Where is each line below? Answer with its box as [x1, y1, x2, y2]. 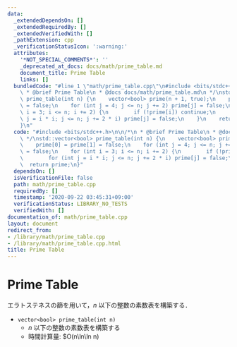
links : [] [20, 75, 49, 83]
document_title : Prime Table [20, 69, 106, 76]
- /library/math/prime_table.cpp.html [7, 240, 121, 247]
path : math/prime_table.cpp [13, 181, 97, 188]
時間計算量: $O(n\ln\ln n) [28, 332, 99, 341]
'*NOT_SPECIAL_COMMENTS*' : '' [20, 56, 109, 63]
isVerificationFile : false [13, 174, 93, 181]
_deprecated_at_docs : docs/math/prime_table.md [20, 63, 162, 70]
